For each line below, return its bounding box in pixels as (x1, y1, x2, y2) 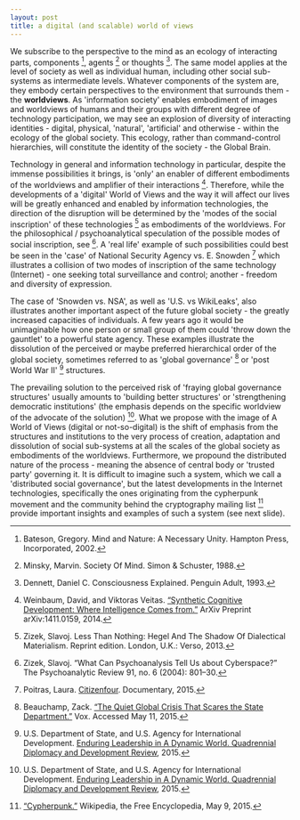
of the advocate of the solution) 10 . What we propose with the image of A (10, 410, 278, 423)
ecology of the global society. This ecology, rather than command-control (10, 133, 281, 143)
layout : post (10, 12, 59, 22)
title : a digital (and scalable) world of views (10, 21, 194, 30)
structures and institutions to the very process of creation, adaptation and (10, 431, 281, 442)
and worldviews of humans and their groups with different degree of (10, 104, 261, 115)
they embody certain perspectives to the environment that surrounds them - (10, 85, 290, 96)
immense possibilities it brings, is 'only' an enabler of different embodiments (10, 168, 290, 179)
